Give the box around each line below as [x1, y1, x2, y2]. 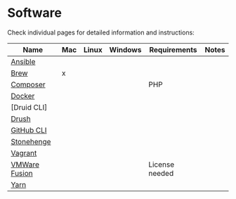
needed [148, 168, 174, 178]
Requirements [149, 44, 197, 54]
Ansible [11, 56, 36, 66]
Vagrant [11, 148, 37, 158]
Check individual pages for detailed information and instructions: [7, 28, 195, 37]
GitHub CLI [11, 125, 47, 135]
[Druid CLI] [11, 102, 48, 112]
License [148, 160, 175, 169]
